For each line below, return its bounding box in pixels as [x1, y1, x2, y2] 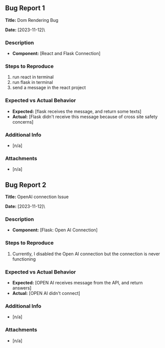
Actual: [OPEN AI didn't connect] [12, 290, 80, 296]
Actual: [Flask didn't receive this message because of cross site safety [12, 114, 158, 120]
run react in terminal [12, 74, 54, 80]
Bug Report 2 [5, 181, 47, 189]
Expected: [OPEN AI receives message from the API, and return [12, 280, 143, 285]
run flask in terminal [12, 79, 53, 85]
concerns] [12, 119, 34, 125]
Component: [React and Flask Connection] [12, 51, 101, 57]
